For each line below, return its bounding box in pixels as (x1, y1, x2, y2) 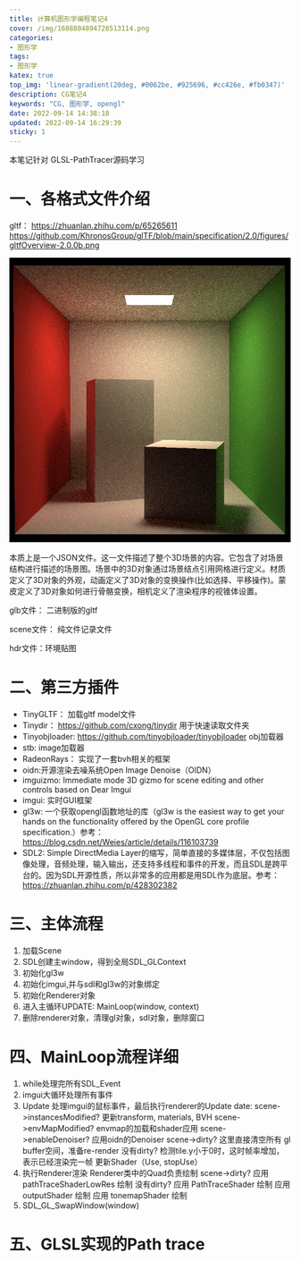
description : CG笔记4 (9, 89, 87, 98)
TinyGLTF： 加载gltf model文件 (21, 709, 137, 720)
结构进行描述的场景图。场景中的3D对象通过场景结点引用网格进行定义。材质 (9, 563, 286, 574)
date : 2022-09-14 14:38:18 (9, 108, 110, 118)
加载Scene (21, 945, 62, 956)
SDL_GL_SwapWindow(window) (21, 1200, 140, 1211)
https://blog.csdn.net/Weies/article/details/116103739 (21, 837, 219, 848)
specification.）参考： (21, 827, 104, 838)
